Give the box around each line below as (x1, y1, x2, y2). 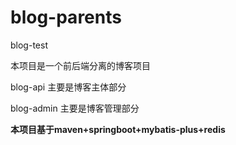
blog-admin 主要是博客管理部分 (10, 102, 140, 114)
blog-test (10, 39, 48, 51)
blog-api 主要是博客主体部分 (10, 81, 127, 93)
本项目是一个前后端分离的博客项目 (10, 59, 151, 71)
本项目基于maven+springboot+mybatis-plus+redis (10, 123, 226, 135)
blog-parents (10, 6, 122, 29)
